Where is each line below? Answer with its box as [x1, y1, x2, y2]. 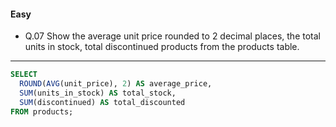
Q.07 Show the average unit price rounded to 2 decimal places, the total [24, 30, 321, 42]
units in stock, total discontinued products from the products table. [24, 41, 300, 53]
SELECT [10, 70, 38, 80]
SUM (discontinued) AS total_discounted [19, 97, 186, 107]
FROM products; [10, 106, 74, 117]
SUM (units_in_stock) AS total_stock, [19, 88, 177, 98]
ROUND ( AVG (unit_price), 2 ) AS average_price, [19, 79, 213, 89]
